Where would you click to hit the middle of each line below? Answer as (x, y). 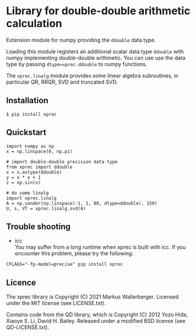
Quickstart (26, 133)
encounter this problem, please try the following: (74, 253)
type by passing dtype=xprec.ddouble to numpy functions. (77, 64)
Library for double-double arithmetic (98, 11)
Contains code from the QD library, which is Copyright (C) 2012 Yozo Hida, (97, 315)
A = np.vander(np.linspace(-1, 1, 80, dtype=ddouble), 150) (82, 203)
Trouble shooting (38, 226)
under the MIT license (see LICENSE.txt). (56, 303)
